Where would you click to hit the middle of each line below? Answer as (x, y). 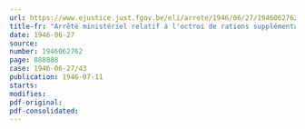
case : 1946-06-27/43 (49, 69)
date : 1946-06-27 (42, 35)
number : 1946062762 (46, 52)
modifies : (28, 94)
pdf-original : (36, 102)
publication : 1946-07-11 (56, 77)
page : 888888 (34, 60)
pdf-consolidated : (44, 111)
